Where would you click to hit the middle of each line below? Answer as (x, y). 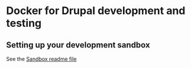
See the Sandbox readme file (41, 59)
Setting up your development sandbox (78, 45)
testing (24, 23)
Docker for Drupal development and (96, 11)
